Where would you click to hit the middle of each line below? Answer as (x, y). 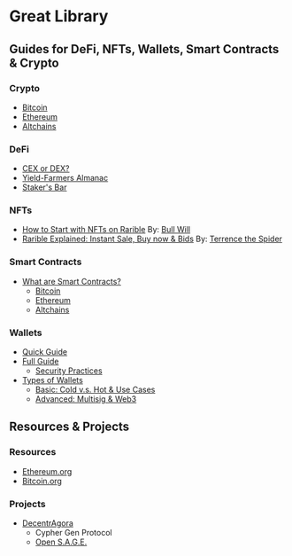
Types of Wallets (53, 380)
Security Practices (69, 371)
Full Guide (40, 362)
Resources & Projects (69, 427)
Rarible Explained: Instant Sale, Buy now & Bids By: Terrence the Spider (152, 239)
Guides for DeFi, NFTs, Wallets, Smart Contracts (144, 49)
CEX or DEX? (46, 168)
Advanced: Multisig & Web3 (86, 399)
